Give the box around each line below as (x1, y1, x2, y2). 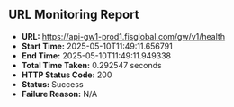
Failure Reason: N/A (21, 88, 98, 99)
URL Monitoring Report (8, 7, 140, 22)
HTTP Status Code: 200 (21, 69, 112, 80)
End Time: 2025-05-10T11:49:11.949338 (21, 49, 172, 61)
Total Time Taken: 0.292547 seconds (21, 59, 163, 70)
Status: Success (21, 78, 84, 89)
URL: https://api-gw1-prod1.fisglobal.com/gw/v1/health (21, 31, 226, 41)
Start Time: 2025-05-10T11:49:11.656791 (21, 40, 173, 51)
